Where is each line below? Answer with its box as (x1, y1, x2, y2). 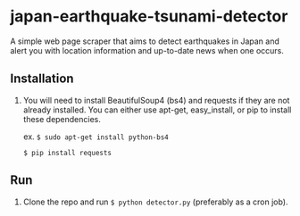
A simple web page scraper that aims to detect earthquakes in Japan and (10, 36, 280, 46)
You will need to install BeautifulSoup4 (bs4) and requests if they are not (22, 95, 290, 105)
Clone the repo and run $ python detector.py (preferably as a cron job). (22, 196, 288, 207)
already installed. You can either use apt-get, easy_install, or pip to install (22, 104, 292, 115)
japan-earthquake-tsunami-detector (10, 6, 288, 27)
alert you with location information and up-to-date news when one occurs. (10, 45, 285, 55)
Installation (10, 71, 74, 87)
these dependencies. (22, 113, 102, 124)
